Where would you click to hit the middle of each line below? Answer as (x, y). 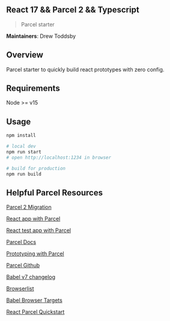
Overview (25, 55)
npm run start (24, 152)
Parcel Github (23, 265)
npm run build (24, 174)
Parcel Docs (21, 242)
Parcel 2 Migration (29, 207)
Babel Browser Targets (35, 301)
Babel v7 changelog (31, 277)
